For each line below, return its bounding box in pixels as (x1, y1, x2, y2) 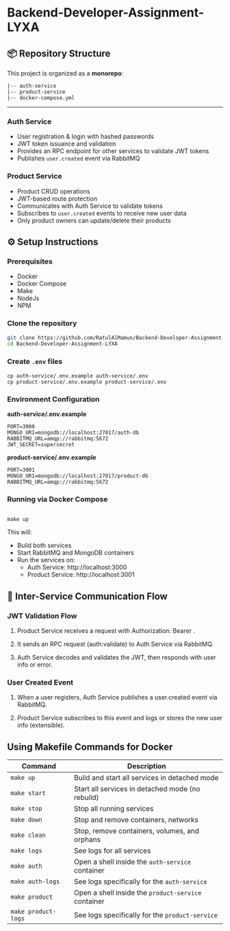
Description (127, 761, 166, 771)
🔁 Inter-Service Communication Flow (7, 590, 168, 602)
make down (10, 816, 42, 824)
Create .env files (7, 357, 63, 367)
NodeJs (16, 294, 40, 303)
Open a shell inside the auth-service (74, 857, 192, 866)
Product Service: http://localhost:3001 (27, 571, 135, 579)
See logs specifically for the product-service (74, 910, 218, 920)
